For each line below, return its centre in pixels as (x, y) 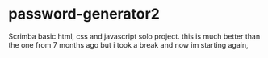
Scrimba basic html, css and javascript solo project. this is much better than (134, 36)
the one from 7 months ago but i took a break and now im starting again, (128, 44)
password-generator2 (84, 14)
